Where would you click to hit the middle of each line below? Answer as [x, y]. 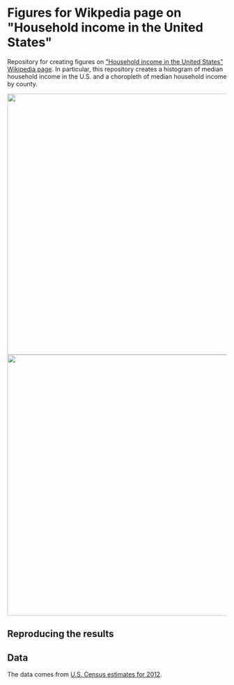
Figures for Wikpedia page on [94, 13]
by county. [23, 84]
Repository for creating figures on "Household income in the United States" [115, 61]
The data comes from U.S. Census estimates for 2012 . [85, 675]
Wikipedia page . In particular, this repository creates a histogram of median [115, 69]
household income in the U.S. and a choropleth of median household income [117, 76]
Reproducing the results [61, 634]
